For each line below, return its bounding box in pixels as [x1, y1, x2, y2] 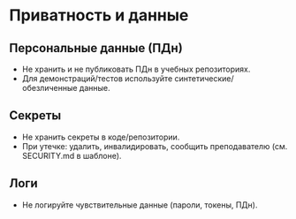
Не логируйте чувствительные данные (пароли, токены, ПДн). [21, 200, 258, 210]
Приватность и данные [9, 5, 189, 26]
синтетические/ [174, 73, 234, 84]
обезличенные [21, 83, 78, 93]
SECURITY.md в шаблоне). [21, 150, 122, 161]
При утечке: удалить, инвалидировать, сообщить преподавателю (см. [21, 140, 288, 151]
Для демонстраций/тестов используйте [21, 73, 173, 84]
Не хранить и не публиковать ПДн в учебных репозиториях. [21, 64, 251, 74]
